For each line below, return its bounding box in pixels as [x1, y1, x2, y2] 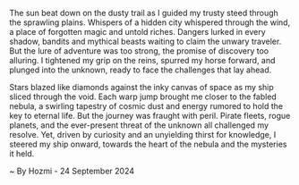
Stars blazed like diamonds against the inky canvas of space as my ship [9, 82, 275, 92]
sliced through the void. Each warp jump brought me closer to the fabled [9, 91, 278, 102]
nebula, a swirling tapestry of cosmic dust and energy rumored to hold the [9, 101, 284, 111]
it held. [9, 148, 35, 159]
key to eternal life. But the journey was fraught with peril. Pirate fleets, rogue [9, 111, 291, 121]
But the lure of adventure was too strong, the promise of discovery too [9, 46, 269, 56]
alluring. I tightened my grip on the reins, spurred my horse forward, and [9, 55, 276, 65]
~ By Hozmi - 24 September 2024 [9, 165, 135, 176]
